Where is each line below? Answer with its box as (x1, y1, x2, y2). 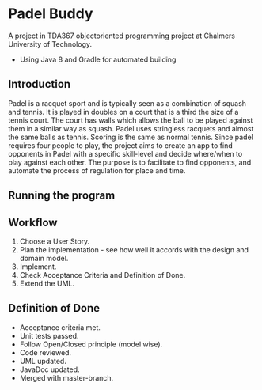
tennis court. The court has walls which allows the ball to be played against (8, 115, 253, 125)
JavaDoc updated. (19, 365, 81, 374)
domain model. (19, 253, 69, 263)
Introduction (8, 78, 71, 91)
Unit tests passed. (19, 331, 79, 340)
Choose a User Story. (19, 237, 90, 246)
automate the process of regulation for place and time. (8, 165, 186, 175)
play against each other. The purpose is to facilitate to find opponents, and (8, 157, 252, 167)
